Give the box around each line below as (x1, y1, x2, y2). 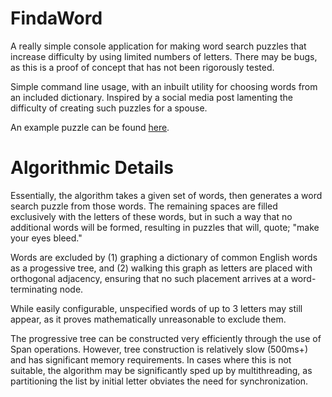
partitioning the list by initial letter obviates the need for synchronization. (10, 375, 309, 387)
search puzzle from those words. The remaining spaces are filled (10, 200, 278, 212)
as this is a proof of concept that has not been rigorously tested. (10, 61, 275, 73)
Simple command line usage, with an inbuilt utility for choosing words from (10, 80, 318, 92)
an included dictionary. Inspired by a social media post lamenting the (10, 91, 293, 103)
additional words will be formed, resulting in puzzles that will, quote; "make (10, 221, 320, 233)
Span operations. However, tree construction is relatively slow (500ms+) (10, 343, 308, 355)
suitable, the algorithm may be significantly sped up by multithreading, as (10, 364, 313, 376)
